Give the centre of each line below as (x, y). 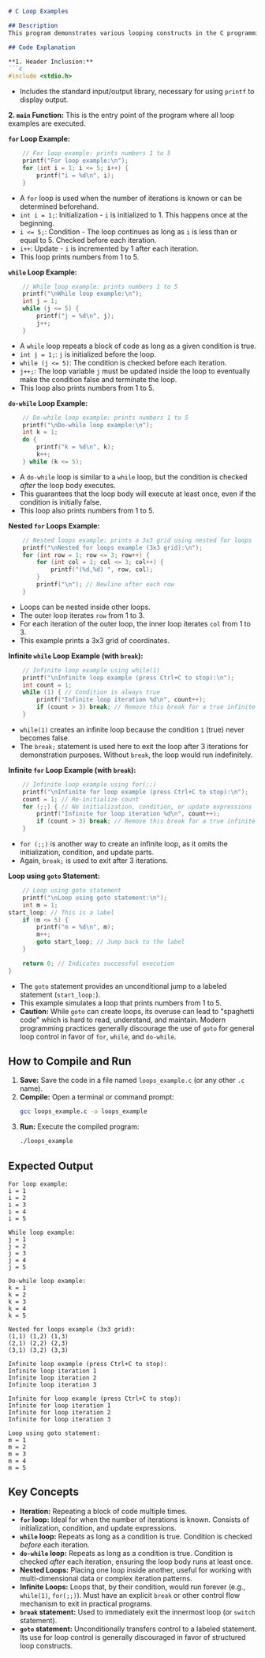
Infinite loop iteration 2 (52, 1378)
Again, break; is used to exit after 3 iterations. (93, 861)
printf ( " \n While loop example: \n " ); (83, 294)
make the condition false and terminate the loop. (98, 379)
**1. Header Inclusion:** (50, 62)
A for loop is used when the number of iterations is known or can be (131, 198)
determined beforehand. (59, 206)
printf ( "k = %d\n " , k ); (75, 447)
